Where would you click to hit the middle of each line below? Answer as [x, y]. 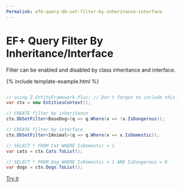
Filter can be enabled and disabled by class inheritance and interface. [91, 70]
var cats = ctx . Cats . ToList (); [45, 151]
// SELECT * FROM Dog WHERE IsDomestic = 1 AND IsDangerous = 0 [87, 162]
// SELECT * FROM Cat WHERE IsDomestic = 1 [61, 145]
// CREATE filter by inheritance [47, 114]
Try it [12, 179]
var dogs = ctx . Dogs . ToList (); [45, 167]
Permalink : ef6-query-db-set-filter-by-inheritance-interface [84, 12]
